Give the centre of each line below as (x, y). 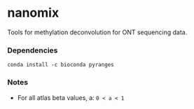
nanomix (33, 13)
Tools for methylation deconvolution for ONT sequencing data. (97, 32)
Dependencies (33, 50)
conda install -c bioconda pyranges (61, 65)
